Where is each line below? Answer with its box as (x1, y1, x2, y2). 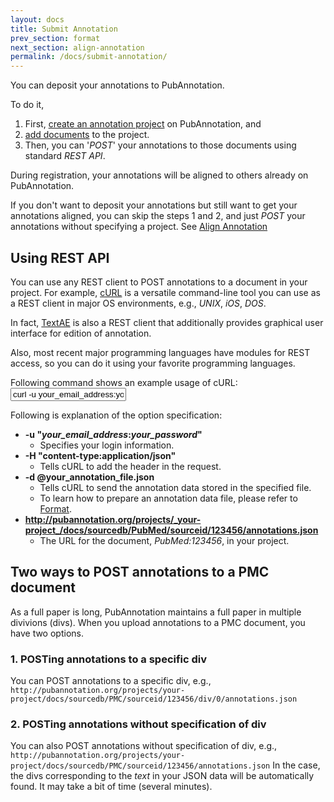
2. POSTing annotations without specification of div (10, 717, 267, 731)
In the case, (272, 759, 321, 771)
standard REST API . (24, 150, 106, 162)
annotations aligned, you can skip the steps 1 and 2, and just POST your (10, 210, 306, 222)
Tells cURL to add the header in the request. (39, 460, 222, 472)
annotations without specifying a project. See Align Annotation (10, 221, 268, 233)
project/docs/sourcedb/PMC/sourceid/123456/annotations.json (10, 761, 271, 771)
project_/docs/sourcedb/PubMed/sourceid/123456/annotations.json (24, 524, 319, 536)
